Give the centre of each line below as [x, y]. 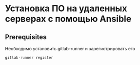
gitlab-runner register [29, 58]
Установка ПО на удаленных [66, 9]
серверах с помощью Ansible [68, 19]
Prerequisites [26, 37]
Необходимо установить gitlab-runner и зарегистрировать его [70, 49]
